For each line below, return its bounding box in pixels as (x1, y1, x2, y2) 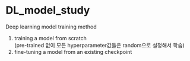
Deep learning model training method (5, 23, 97, 30)
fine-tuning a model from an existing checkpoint (14, 48, 132, 55)
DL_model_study (5, 4, 90, 17)
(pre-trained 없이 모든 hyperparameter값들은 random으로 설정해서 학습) (14, 41, 185, 49)
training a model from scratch (14, 34, 87, 41)
